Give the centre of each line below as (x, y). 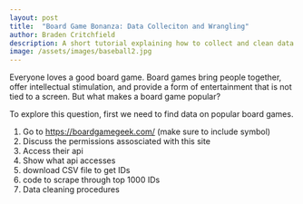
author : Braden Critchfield (63, 34)
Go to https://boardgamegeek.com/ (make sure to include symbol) (146, 131)
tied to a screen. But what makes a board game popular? (115, 97)
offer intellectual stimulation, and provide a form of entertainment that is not (151, 87)
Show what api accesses (69, 160)
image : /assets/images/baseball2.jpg (81, 52)
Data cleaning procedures (71, 189)
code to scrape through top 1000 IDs (91, 180)
